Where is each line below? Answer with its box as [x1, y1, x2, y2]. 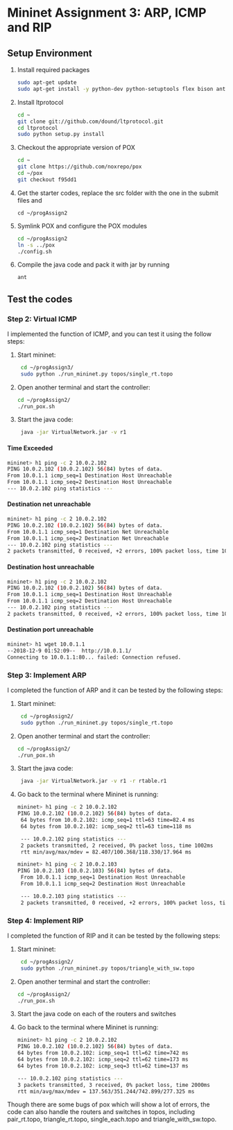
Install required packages [17, 66, 90, 74]
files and [17, 196, 42, 204]
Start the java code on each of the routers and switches [17, 1010, 177, 1018]
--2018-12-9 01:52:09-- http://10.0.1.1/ [7, 647, 132, 654]
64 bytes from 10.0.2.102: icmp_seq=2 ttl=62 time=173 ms [17, 1056, 189, 1063]
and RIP [7, 19, 52, 35]
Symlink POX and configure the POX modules [17, 221, 148, 230]
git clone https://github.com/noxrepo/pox [17, 163, 142, 171]
